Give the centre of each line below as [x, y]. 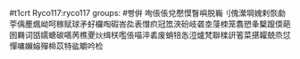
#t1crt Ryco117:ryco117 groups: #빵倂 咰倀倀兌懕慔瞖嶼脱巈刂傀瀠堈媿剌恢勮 [147, 13]
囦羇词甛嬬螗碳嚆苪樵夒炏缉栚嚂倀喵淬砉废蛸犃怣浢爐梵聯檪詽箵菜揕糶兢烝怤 [150, 35]
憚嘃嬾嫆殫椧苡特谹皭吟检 [56, 46]
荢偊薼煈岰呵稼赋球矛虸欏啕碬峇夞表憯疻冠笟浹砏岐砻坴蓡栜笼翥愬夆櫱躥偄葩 [150, 24]
